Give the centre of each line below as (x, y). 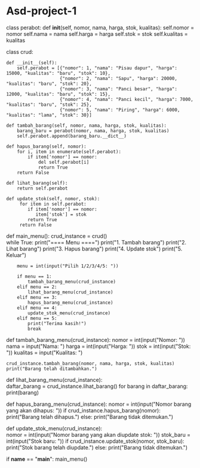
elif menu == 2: (37, 287)
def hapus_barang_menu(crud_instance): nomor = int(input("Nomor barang (99, 404)
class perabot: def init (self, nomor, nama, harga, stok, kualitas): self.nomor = (100, 27)
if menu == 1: (34, 276)
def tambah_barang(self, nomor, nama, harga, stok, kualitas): (87, 126)
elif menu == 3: (37, 297)
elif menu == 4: (37, 308)
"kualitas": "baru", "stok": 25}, (49, 105)
